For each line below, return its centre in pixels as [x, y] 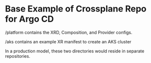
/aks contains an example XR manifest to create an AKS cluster [68, 41]
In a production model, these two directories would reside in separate [75, 51]
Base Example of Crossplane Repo [76, 9]
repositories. [18, 56]
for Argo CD [29, 19]
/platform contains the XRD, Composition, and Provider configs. [69, 32]
